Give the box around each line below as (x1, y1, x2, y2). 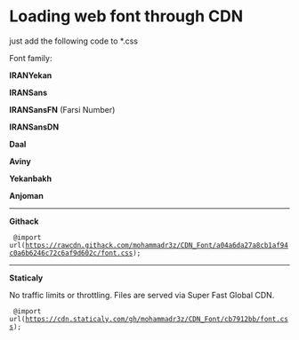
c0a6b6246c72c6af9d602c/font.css (9, 249, 133, 257)
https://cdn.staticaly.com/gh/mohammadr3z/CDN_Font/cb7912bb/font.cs (25, 314, 289, 323)
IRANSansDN (9, 122, 60, 132)
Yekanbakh (9, 173, 52, 184)
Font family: (9, 52, 53, 63)
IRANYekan (9, 69, 53, 81)
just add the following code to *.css (9, 36, 138, 46)
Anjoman (9, 190, 44, 201)
